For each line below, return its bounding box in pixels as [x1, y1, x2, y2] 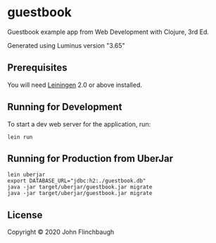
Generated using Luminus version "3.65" [7, 41, 125, 49]
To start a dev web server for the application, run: [7, 119, 151, 128]
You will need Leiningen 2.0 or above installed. [7, 81, 143, 89]
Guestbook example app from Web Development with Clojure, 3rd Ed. [7, 28, 210, 36]
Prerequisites [7, 61, 68, 74]
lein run [7, 134, 33, 141]
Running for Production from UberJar [7, 153, 174, 165]
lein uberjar [7, 171, 46, 179]
